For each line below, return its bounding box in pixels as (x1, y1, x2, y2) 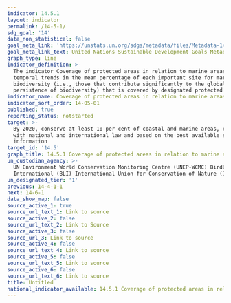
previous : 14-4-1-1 (7, 183, 63, 190)
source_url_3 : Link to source (7, 234, 94, 241)
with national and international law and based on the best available (13, 132, 220, 138)
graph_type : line (7, 55, 57, 62)
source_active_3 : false (7, 228, 76, 235)
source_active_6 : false (7, 266, 76, 273)
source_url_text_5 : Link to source (7, 260, 109, 267)
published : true (7, 106, 54, 113)
